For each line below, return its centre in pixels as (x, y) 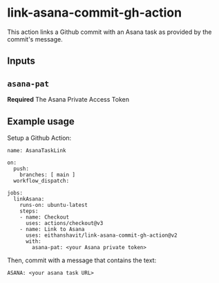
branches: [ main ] (48, 174)
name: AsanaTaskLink (37, 150)
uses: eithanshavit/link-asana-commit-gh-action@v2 (101, 235)
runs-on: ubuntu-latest (54, 205)
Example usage (41, 121)
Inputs (21, 61)
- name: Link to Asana (52, 229)
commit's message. (35, 39)
